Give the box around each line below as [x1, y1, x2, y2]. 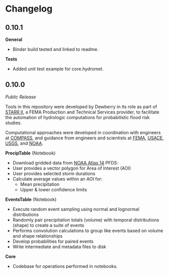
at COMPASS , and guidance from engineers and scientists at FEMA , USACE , [5, 135, 164, 141]
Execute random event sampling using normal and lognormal [12, 206, 140, 212]
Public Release [5, 94, 36, 100]
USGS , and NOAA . [5, 140, 44, 146]
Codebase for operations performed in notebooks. [12, 263, 118, 269]
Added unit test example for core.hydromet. [12, 66, 104, 72]
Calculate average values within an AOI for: [12, 176, 103, 182]
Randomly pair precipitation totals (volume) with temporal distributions [12, 216, 159, 223]
